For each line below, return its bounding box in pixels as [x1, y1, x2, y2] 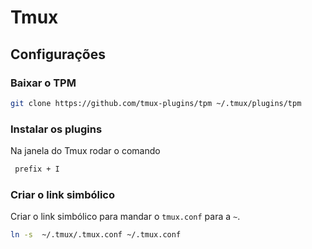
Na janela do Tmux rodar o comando [10, 145, 161, 157]
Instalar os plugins [10, 122, 103, 136]
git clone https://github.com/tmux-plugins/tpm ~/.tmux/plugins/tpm [10, 98, 302, 108]
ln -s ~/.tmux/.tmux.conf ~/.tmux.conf [10, 230, 182, 240]
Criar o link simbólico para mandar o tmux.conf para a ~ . [10, 211, 241, 223]
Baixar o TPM [10, 76, 77, 90]
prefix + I [14, 164, 60, 175]
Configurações [10, 46, 107, 63]
